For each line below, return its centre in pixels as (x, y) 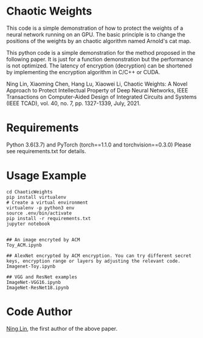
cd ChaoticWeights (29, 192)
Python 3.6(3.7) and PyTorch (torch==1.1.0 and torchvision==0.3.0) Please (99, 145)
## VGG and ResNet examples (42, 277)
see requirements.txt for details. (46, 151)
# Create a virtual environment (47, 202)
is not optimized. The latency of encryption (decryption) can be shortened (99, 66)
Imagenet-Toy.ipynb (31, 266)
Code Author (40, 312)
